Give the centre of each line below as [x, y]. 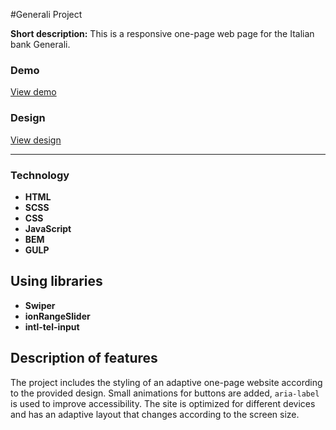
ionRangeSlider [57, 316]
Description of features [84, 358]
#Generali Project [46, 14]
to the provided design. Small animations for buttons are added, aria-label [165, 393]
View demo [33, 92]
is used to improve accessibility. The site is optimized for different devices [163, 403]
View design [36, 140]
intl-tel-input [52, 326]
